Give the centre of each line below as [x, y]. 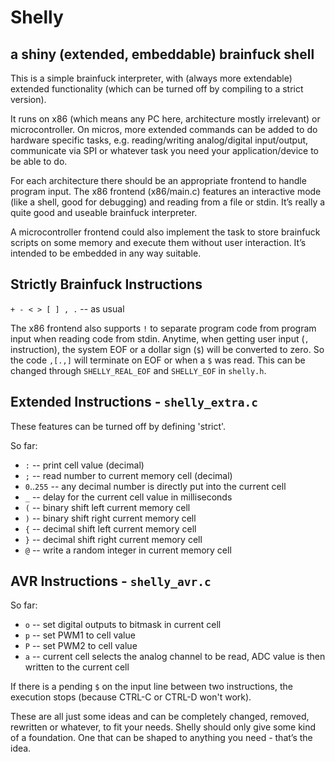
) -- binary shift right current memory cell [110, 518]
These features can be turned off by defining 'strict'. [118, 426]
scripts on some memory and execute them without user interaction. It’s [158, 242]
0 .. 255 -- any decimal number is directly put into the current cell [155, 486]
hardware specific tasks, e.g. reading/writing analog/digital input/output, [159, 140]
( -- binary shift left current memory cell [107, 507]
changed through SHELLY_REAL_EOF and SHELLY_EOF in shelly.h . [138, 370]
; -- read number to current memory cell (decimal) [128, 475]
